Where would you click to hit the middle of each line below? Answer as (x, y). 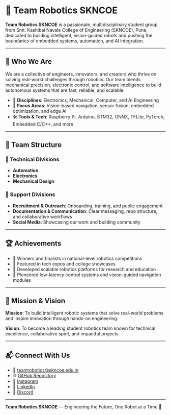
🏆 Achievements (33, 244)
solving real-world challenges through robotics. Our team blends (73, 79)
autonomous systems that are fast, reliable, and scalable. (65, 90)
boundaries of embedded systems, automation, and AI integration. (75, 41)
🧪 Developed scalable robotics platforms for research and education (84, 269)
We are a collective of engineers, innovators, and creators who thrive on (81, 74)
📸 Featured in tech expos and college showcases (64, 264)
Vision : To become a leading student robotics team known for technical (80, 328)
